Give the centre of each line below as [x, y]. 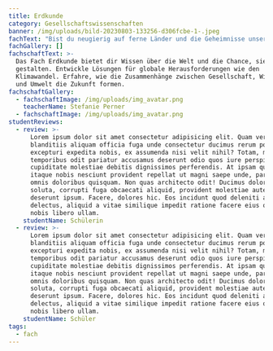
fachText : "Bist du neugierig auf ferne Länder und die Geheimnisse [127, 39]
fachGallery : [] [36, 46]
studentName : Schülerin [63, 221]
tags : [17, 327]
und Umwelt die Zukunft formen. [71, 84]
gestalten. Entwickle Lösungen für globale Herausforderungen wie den [138, 69]
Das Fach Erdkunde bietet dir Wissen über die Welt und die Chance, [134, 62]
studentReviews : [36, 122]
